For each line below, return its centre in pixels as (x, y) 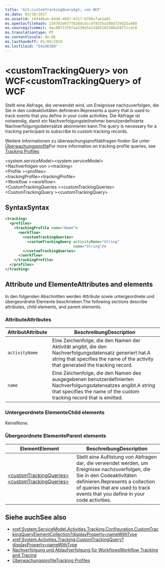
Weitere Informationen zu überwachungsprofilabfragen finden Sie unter (78, 141)
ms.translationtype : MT (29, 32)
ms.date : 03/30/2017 (26, 14)
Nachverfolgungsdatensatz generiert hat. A (101, 353)
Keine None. (17, 423)
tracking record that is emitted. (88, 397)
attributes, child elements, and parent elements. (53, 307)
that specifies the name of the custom (96, 391)
